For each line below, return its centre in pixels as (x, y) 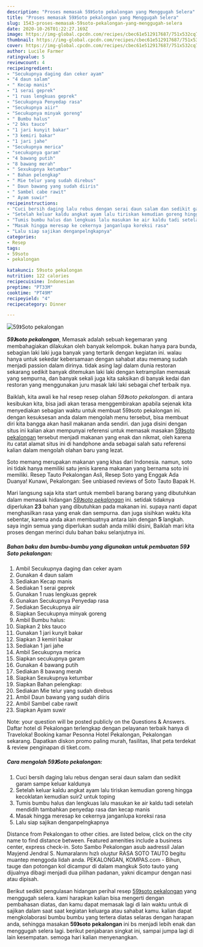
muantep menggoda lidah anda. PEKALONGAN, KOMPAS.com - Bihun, (94, 860)
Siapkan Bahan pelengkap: (49, 684)
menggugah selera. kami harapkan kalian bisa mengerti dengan (86, 898)
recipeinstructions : (33, 203)
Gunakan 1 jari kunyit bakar (49, 633)
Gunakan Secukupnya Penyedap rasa (62, 601)
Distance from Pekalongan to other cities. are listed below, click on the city (99, 834)
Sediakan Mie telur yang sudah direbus (64, 691)
